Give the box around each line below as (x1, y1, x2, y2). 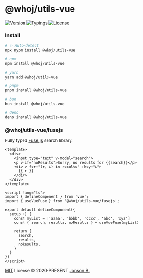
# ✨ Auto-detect (5, 43, 39, 48)
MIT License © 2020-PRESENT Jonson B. (5, 268, 90, 274)
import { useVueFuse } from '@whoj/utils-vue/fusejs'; (5, 199, 119, 204)
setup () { (9, 212, 32, 217)
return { (14, 229, 32, 234)
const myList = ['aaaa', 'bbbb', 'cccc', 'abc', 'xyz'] (14, 216, 131, 221)
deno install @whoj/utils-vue (5, 114, 67, 120)
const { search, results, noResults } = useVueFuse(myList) (14, 220, 139, 225)
